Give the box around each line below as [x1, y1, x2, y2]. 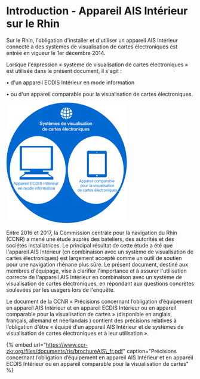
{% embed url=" [6, 341, 47, 348]
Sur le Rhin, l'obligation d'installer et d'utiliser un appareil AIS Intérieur [6, 36, 178, 44]
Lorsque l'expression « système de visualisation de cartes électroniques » [6, 61, 189, 68]
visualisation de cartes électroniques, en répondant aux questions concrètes [6, 280, 195, 287]
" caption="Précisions [122, 347, 177, 354]
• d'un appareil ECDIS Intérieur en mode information [6, 79, 135, 86]
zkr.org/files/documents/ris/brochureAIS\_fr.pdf [6, 347, 124, 354]
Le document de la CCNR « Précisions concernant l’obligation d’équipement [6, 298, 193, 305]
